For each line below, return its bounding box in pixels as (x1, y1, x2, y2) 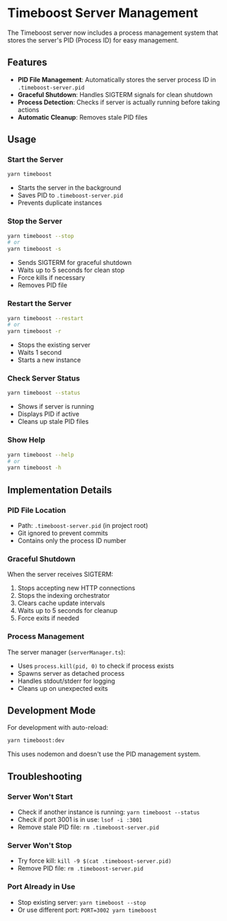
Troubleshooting (7, 770, 83, 782)
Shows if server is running (17, 402, 94, 411)
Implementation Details (7, 484, 112, 496)
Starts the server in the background (17, 183, 122, 192)
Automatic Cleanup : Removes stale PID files (17, 113, 148, 121)
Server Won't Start (7, 791, 73, 801)
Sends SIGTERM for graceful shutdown (17, 259, 132, 267)
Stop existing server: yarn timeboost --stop (17, 898, 146, 906)
